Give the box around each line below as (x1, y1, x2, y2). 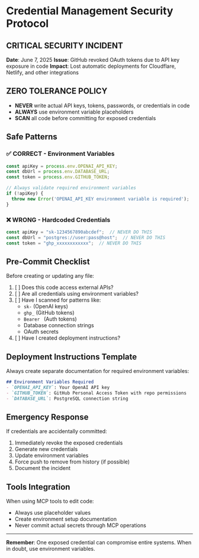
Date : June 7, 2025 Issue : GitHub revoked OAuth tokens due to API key (6, 57, 179, 63)
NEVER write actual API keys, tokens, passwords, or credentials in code (14, 102, 190, 109)
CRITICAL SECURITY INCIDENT (6, 40, 123, 51)
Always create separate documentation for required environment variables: (6, 368, 190, 375)
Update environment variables (14, 452, 89, 459)
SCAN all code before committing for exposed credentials (14, 114, 156, 121)
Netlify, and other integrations (6, 69, 79, 76)
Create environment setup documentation (14, 516, 117, 523)
